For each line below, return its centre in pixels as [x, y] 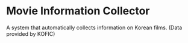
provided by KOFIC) [31, 33]
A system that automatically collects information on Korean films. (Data [94, 27]
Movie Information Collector [78, 11]
